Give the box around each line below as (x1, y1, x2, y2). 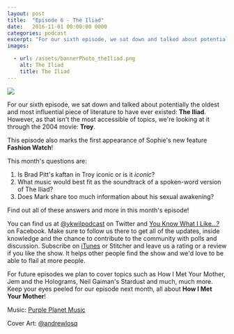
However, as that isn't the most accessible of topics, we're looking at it (7, 115, 210, 123)
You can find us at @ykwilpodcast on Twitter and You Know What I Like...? (7, 219, 220, 228)
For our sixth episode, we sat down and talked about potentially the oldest (7, 100, 219, 109)
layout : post (7, 10, 45, 17)
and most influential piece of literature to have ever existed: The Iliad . (7, 107, 207, 116)
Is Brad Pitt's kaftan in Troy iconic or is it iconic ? (17, 170, 155, 178)
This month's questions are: (7, 157, 87, 165)
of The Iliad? (17, 185, 54, 193)
